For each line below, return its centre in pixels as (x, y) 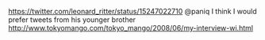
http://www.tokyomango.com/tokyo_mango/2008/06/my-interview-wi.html (131, 28)
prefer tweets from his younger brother (72, 20)
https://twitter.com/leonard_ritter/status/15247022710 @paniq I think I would (133, 11)
